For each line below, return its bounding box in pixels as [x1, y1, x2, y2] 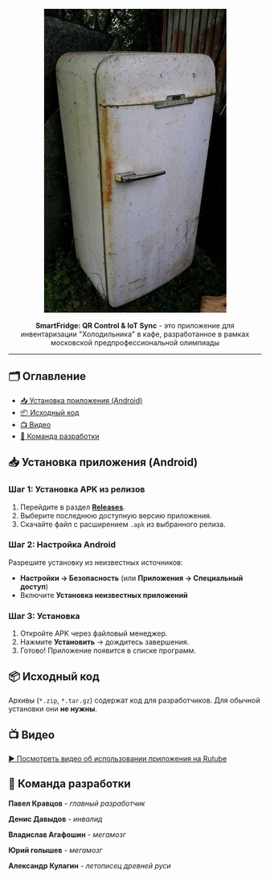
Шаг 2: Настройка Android [8, 539, 117, 550]
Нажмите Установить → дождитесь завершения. [19, 637, 190, 647]
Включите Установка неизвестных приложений [19, 590, 188, 600]
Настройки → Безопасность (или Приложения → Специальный [19, 573, 243, 583]
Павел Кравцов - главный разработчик [8, 798, 145, 808]
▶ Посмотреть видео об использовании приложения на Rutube [8, 753, 227, 763]
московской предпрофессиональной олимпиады [51, 338, 219, 347]
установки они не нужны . [8, 703, 98, 713]
